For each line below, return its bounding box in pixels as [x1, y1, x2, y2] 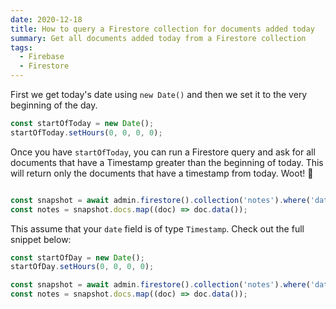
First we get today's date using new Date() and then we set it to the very [10, 89, 308, 100]
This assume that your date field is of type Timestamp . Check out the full [10, 222, 305, 235]
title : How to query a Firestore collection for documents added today [10, 24, 315, 34]
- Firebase [19, 52, 65, 62]
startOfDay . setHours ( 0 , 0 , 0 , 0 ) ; [10, 262, 155, 272]
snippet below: [10, 233, 72, 245]
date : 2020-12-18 [10, 14, 83, 25]
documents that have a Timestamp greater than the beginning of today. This [10, 156, 324, 168]
